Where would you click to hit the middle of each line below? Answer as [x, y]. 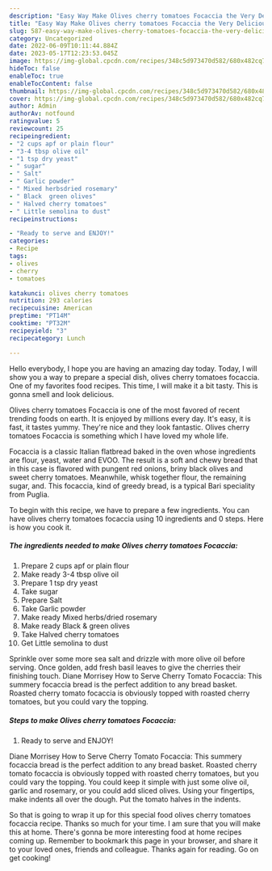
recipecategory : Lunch [47, 338]
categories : [29, 241]
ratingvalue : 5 [35, 121]
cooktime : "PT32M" [40, 323]
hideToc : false [35, 69]
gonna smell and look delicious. [62, 394]
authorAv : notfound [42, 114]
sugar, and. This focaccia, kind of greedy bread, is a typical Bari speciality [132, 485]
